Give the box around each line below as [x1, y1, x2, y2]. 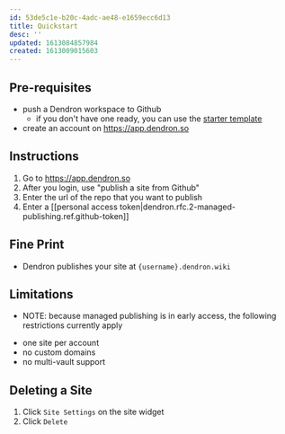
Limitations [9, 287, 74, 302]
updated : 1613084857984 [9, 38, 99, 48]
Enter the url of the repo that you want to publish [22, 191, 203, 202]
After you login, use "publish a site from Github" [22, 182, 200, 193]
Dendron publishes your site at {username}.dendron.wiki [22, 261, 231, 271]
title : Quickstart [9, 22, 78, 31]
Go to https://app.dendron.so [22, 173, 131, 183]
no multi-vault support [22, 357, 106, 368]
